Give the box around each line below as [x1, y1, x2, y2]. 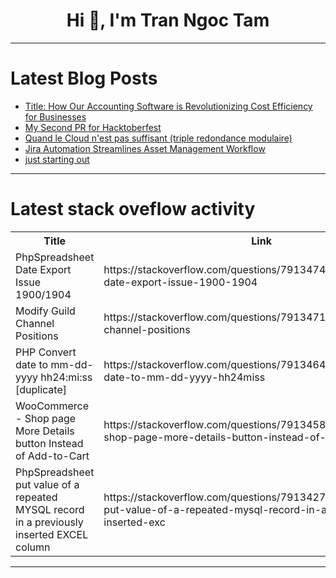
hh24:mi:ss [40, 370, 93, 384]
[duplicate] [15, 382, 67, 396]
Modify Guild [15, 304, 76, 318]
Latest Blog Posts [10, 67, 158, 90]
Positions [15, 329, 59, 343]
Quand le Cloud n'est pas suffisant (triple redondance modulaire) [24, 132, 293, 144]
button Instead [15, 436, 84, 450]
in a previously [15, 515, 84, 529]
